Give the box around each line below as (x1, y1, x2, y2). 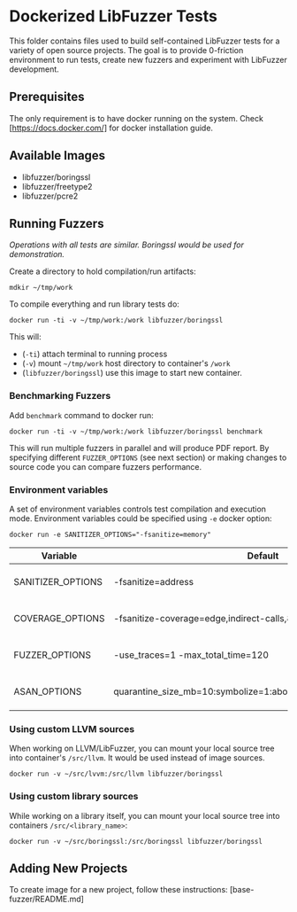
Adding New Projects (9, 861, 128, 876)
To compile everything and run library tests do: (9, 299, 179, 309)
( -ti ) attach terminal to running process (21, 348, 168, 360)
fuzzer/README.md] (9, 893, 84, 905)
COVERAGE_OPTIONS (13, 612, 105, 624)
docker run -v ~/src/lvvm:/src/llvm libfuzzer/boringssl (9, 769, 224, 779)
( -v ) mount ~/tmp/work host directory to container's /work (21, 358, 231, 369)
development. (9, 64, 59, 74)
